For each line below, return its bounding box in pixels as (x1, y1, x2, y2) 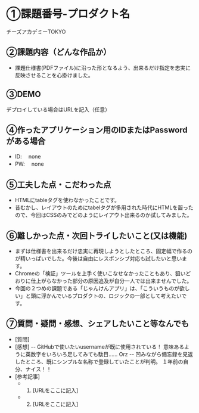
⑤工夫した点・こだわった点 (6, 179, 111, 190)
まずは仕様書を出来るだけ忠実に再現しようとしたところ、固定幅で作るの (14, 247, 192, 254)
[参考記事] (14, 372, 41, 380)
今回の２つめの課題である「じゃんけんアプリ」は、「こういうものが (14, 285, 180, 291)
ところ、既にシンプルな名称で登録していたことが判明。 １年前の (25, 358, 184, 365)
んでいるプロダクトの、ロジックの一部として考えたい (51, 292, 182, 299)
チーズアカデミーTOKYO (6, 28, 66, 35)
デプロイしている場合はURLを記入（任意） (6, 105, 110, 113)
